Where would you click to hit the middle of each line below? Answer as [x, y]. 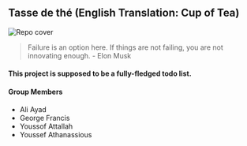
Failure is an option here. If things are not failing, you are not [125, 47]
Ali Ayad [33, 109]
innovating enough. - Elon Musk [79, 55]
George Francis [45, 118]
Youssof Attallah [46, 126]
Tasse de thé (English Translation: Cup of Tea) [124, 13]
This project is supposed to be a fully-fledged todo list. [100, 73]
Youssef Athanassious [56, 134]
